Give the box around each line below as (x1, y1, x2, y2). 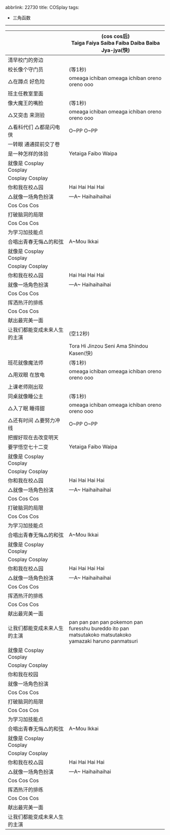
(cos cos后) (101, 33, 130, 40)
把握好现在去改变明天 (8, 434, 59, 441)
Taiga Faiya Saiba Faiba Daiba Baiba (71, 40, 160, 46)
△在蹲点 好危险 (8, 78, 45, 85)
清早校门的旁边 (8, 57, 44, 63)
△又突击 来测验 (8, 111, 45, 119)
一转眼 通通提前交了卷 (8, 141, 60, 147)
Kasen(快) (69, 350, 93, 357)
